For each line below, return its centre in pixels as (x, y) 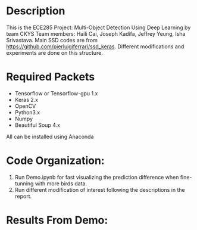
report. (23, 196)
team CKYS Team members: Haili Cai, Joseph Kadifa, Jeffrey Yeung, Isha (96, 33)
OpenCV (25, 106)
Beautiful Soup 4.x (37, 125)
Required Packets (51, 77)
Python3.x (27, 112)
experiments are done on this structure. (54, 52)
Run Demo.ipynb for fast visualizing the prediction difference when (97, 177)
